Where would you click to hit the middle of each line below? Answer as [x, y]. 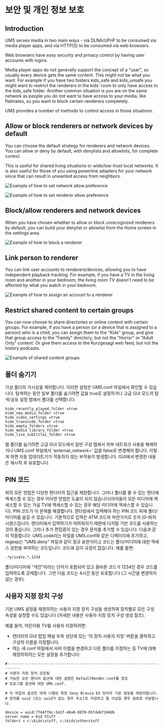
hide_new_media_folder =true [35, 413]
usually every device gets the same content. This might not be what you [78, 75]
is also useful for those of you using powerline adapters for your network [79, 171]
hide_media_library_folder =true [39, 431]
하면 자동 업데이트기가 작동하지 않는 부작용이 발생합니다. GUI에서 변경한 [79, 457]
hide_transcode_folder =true [35, 422]
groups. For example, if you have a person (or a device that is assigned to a [81, 327]
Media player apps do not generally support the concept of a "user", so [77, 70]
